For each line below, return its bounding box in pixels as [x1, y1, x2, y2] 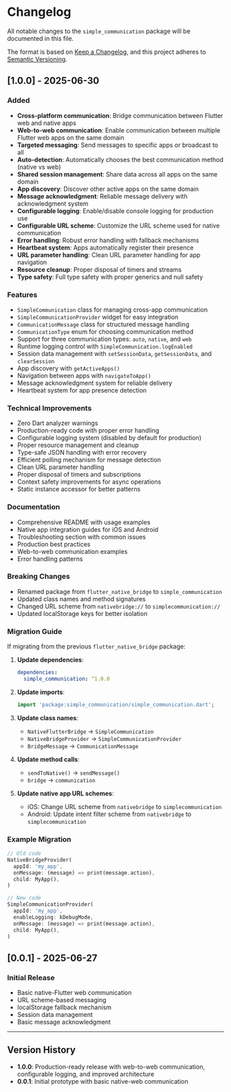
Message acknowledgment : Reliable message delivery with [16, 192, 188, 200]
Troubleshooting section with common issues [16, 533, 146, 541]
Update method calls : [16, 755, 80, 763]
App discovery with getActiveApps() [16, 364, 120, 373]
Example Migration [7, 834, 71, 844]
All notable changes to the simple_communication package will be [7, 27, 191, 35]
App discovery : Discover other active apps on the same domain [16, 184, 199, 193]
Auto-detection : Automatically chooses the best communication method [16, 155, 223, 163]
